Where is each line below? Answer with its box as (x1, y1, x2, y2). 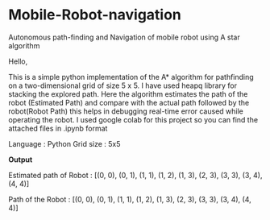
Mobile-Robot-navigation (8, 6, 181, 24)
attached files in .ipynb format (8, 123, 108, 133)
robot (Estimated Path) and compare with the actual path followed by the (8, 98, 250, 107)
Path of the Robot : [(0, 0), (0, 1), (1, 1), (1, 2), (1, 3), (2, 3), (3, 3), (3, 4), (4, (8, 194, 251, 204)
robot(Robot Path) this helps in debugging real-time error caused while (8, 106, 243, 116)
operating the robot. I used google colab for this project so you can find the (8, 114, 259, 124)
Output (8, 155, 33, 164)
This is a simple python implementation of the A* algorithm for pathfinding (8, 72, 254, 81)
